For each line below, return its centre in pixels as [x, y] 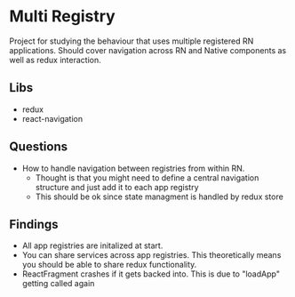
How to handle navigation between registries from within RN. [133, 168]
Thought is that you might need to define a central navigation [147, 177]
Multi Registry [62, 16]
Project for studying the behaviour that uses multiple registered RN [132, 41]
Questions [39, 147]
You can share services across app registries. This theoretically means [151, 255]
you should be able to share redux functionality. [109, 265]
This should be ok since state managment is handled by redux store [159, 197]
